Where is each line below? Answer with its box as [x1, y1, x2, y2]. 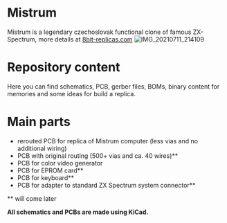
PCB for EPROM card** [17, 166, 84, 175]
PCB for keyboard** [17, 173, 75, 181]
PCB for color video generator [17, 159, 103, 167]
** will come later [7, 194, 57, 202]
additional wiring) [17, 144, 67, 152]
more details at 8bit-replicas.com [38, 35, 133, 43]
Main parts [7, 114, 71, 130]
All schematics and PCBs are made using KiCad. [7, 208, 149, 216]
